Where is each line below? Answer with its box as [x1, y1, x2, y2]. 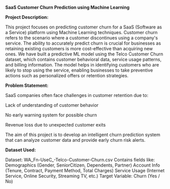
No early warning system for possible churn [5, 112, 97, 118]
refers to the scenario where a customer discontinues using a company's [5, 35, 158, 41]
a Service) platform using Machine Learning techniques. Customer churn [5, 29, 158, 35]
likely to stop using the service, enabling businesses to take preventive [5, 67, 153, 73]
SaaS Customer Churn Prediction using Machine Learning [5, 5, 130, 10]
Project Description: [5, 14, 49, 20]
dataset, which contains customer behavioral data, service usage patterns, [5, 56, 161, 62]
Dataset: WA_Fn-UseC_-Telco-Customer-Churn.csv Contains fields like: [5, 157, 155, 163]
